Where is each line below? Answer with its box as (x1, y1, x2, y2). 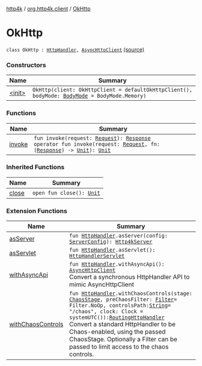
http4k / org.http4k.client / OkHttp (6, 5, 91, 12)
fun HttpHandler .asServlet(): (69, 247, 156, 254)
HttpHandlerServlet (69, 253, 125, 260)
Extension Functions (6, 206, 67, 215)
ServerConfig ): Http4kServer (69, 238, 153, 245)
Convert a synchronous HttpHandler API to (69, 273, 190, 281)
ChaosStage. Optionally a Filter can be (69, 335, 177, 344)
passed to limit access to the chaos (69, 343, 169, 351)
